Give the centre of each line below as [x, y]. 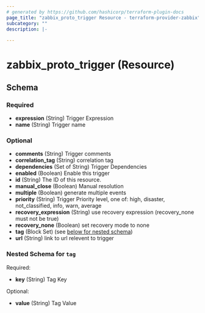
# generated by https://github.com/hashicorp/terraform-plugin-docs [95, 12]
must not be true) [37, 219]
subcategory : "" [27, 23]
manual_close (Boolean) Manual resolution [69, 186]
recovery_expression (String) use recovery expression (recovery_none [104, 212]
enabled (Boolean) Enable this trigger [62, 173]
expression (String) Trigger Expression [64, 118]
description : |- [27, 29]
